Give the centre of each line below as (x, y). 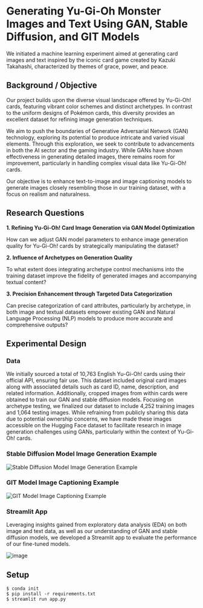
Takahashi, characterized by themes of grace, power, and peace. (87, 66)
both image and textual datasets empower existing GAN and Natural (91, 312)
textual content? (26, 282)
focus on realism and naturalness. (48, 194)
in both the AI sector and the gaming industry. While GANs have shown (95, 150)
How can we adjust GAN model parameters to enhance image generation (97, 239)
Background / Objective (52, 86)
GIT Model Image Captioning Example (63, 483)
